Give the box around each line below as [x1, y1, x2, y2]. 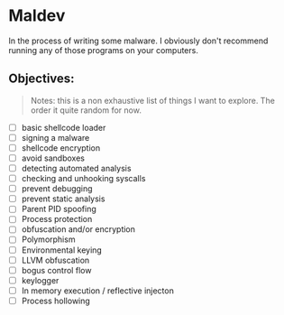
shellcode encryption [21, 142, 101, 153]
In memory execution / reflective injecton [21, 285, 175, 296]
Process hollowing [21, 295, 91, 306]
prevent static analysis [21, 193, 105, 204]
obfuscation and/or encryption [21, 224, 136, 235]
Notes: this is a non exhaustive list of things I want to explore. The [30, 95, 276, 106]
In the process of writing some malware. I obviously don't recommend [8, 35, 269, 46]
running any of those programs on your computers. [8, 44, 199, 55]
